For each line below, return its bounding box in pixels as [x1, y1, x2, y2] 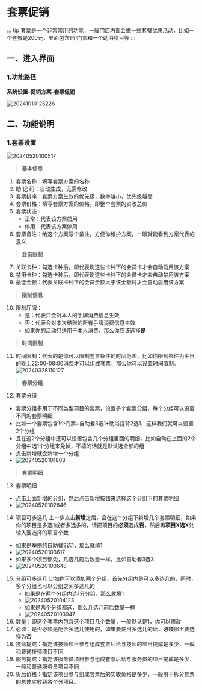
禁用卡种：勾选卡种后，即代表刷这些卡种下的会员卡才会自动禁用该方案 [15, 271, 190, 278]
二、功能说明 [7, 119, 55, 130]
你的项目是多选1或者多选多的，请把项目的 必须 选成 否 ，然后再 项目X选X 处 [15, 522, 195, 529]
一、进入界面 [7, 54, 55, 64]
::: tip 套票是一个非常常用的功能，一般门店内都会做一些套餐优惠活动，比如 [7, 27, 189, 34]
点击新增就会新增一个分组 [15, 450, 79, 457]
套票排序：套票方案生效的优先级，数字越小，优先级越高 [15, 193, 153, 200]
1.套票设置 [7, 138, 37, 146]
